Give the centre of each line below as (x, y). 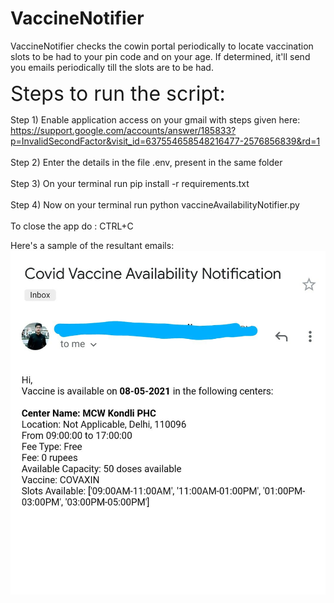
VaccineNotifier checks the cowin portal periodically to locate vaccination (162, 46)
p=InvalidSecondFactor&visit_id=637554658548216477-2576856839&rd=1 (165, 141)
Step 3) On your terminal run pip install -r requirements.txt (130, 183)
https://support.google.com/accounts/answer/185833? (123, 130)
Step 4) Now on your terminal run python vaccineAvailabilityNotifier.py (155, 204)
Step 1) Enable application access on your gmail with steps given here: (155, 119)
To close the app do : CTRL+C (72, 226)
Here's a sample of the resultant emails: (92, 245)
